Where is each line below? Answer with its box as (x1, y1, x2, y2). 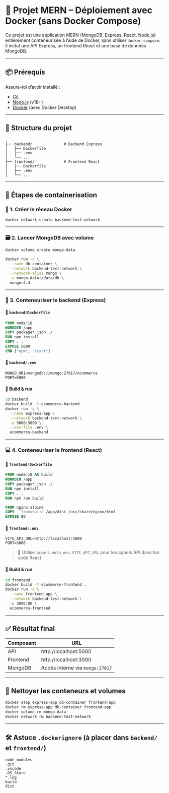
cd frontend (5, 577, 30, 583)
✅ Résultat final (5, 625, 55, 633)
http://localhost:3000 (41, 656, 92, 663)
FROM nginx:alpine (5, 505, 44, 510)
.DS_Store (5, 770, 26, 775)
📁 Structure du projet (5, 124, 72, 133)
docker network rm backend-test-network (5, 714, 92, 719)
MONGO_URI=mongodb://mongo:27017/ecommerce (5, 371, 98, 376)
